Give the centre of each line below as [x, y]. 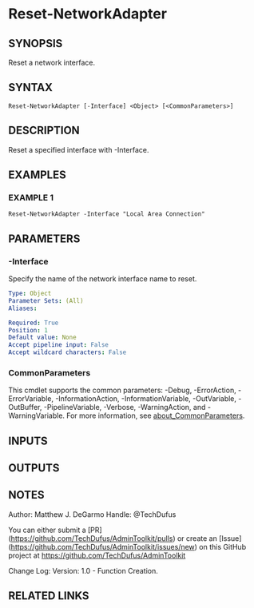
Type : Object [30, 293]
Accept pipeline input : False [59, 345]
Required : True [34, 323]
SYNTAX [31, 87]
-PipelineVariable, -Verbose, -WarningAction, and [125, 407]
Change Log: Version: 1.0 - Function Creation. [83, 570]
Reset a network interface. [52, 62]
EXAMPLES [37, 175]
